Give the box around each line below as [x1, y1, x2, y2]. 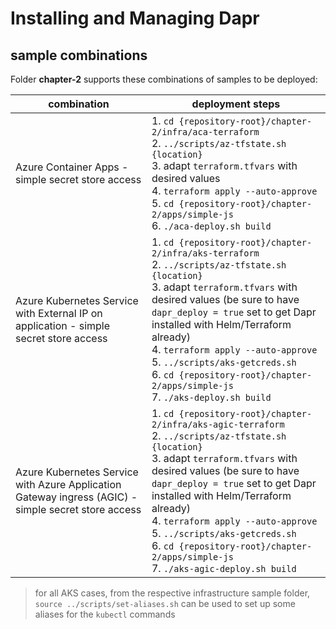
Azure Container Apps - [15, 160, 129, 174]
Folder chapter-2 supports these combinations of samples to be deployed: [10, 73, 318, 85]
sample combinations [10, 47, 148, 64]
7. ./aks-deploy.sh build [151, 390, 272, 404]
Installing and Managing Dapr [10, 7, 260, 30]
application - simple [15, 319, 111, 332]
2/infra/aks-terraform [151, 248, 260, 259]
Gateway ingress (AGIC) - [15, 490, 138, 504]
